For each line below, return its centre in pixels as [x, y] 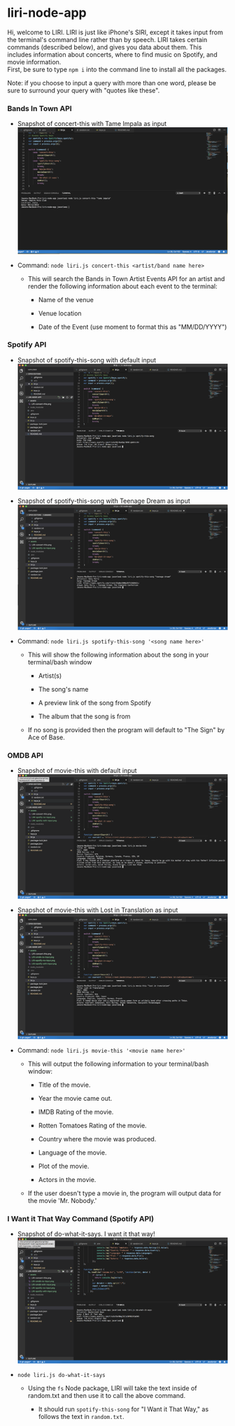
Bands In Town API [40, 108]
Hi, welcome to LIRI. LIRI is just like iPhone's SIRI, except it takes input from [115, 32]
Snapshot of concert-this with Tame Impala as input [92, 124]
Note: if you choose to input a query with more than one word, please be [112, 83]
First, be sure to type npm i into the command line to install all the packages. [117, 69]
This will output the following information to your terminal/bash [118, 1064]
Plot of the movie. [64, 1166]
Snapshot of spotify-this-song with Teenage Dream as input [104, 501]
